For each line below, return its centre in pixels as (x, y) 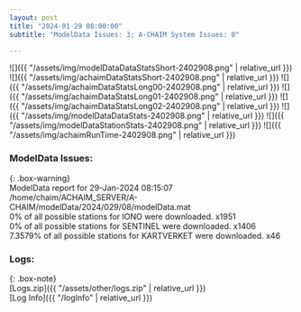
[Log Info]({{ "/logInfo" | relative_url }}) (81, 298)
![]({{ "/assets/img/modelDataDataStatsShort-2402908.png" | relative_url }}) (151, 68)
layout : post (34, 18)
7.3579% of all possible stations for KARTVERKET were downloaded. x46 (145, 235)
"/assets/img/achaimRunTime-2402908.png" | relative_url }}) (123, 135)
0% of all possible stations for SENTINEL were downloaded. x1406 (133, 225)
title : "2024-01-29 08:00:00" (66, 26)
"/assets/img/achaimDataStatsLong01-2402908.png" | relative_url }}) (150, 96)
